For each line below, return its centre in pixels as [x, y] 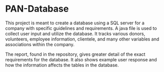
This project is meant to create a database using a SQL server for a [75, 23]
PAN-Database [37, 9]
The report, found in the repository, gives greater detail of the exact [75, 54]
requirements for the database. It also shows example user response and [81, 59]
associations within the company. [40, 44]
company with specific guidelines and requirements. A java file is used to [81, 28]
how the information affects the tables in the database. [62, 65]
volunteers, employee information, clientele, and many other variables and [82, 39]
